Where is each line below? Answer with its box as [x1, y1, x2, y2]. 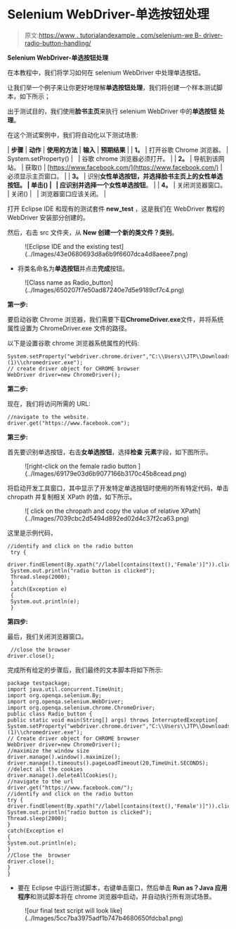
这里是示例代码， [7, 528, 57, 537]
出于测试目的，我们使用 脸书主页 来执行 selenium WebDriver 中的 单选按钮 [7, 107, 217, 115]
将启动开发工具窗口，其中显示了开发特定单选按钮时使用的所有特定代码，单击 [7, 483, 229, 492]
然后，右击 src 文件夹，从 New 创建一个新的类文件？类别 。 [7, 228, 178, 236]
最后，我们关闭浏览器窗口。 [7, 632, 88, 640]
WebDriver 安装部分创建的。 [7, 213, 89, 221]
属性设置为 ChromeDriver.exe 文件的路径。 [7, 324, 131, 332]
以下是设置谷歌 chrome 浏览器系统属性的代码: [7, 339, 140, 347]
